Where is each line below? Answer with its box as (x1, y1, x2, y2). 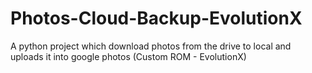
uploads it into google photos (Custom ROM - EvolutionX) (10, 50, 247, 62)
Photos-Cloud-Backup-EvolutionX (10, 7, 303, 30)
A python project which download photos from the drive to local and (10, 40, 292, 52)
